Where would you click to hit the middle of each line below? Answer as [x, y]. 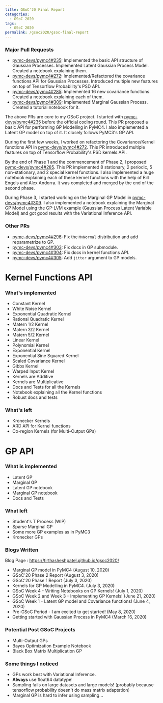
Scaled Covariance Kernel [39, 361]
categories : [17, 14]
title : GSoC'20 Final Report [35, 10]
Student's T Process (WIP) [39, 522]
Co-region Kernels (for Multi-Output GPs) [54, 431]
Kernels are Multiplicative [38, 382]
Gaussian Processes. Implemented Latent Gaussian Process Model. [80, 66]
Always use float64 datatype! [42, 680]
